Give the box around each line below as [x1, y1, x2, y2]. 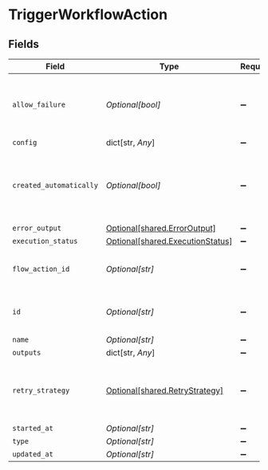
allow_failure [12, 100, 66, 109]
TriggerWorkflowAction [8, 6, 168, 24]
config [12, 138, 37, 147]
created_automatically [12, 181, 98, 190]
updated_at [12, 450, 53, 459]
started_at [12, 424, 53, 433]
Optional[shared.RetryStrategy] [105, 385, 224, 396]
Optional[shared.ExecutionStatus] [105, 236, 233, 246]
